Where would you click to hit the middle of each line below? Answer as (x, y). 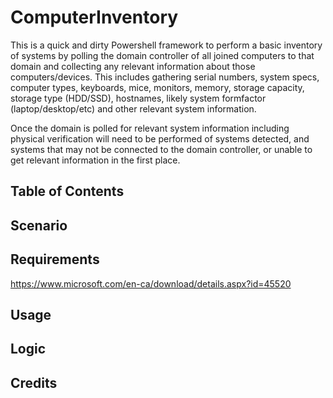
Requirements (55, 259)
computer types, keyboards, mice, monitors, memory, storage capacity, (157, 87)
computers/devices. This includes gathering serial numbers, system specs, (165, 77)
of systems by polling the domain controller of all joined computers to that (162, 55)
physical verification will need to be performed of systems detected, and (160, 138)
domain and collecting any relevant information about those (133, 66)
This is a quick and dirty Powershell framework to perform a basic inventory (166, 45)
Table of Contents (67, 191)
